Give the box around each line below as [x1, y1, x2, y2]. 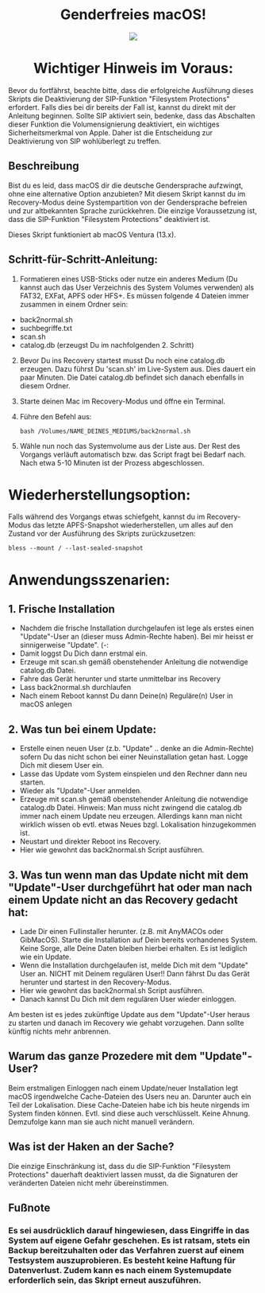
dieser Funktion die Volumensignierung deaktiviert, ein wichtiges [8, 119, 220, 129]
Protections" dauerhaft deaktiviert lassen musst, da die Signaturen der [8, 1170, 239, 1179]
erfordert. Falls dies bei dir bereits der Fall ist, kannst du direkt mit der [8, 102, 236, 112]
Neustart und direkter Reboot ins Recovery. [19, 837, 161, 847]
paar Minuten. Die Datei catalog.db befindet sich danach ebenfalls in [19, 372, 244, 382]
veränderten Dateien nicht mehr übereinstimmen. [8, 1178, 169, 1187]
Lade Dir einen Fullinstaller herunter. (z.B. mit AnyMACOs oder [19, 927, 224, 937]
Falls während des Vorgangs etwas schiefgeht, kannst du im [8, 512, 205, 522]
